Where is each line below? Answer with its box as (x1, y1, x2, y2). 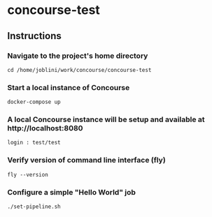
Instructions (7, 30, 62, 42)
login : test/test (7, 139, 61, 147)
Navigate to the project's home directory (7, 51, 148, 61)
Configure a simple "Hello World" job (7, 187, 136, 197)
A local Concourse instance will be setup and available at (7, 114, 205, 124)
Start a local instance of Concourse (7, 82, 130, 92)
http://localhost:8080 (7, 124, 83, 133)
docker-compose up (7, 98, 61, 106)
